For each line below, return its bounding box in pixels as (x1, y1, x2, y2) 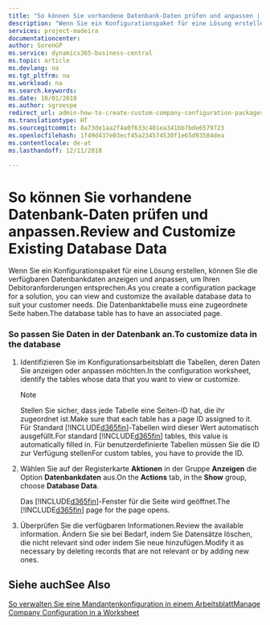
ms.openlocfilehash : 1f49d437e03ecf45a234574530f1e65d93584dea (8, 131, 225, 139)
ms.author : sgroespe (8, 101, 78, 109)
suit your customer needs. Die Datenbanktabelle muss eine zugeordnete (8, 300, 247, 310)
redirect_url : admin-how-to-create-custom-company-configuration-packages (8, 109, 264, 117)
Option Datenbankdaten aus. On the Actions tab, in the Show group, (19, 472, 247, 482)
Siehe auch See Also (8, 578, 111, 591)
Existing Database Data (8, 239, 167, 257)
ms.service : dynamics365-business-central (8, 49, 153, 57)
